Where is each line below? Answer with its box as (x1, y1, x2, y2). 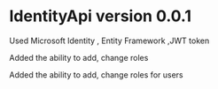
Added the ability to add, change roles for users (9, 69, 183, 80)
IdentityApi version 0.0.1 (9, 6, 192, 26)
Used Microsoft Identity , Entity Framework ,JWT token (9, 35, 210, 46)
